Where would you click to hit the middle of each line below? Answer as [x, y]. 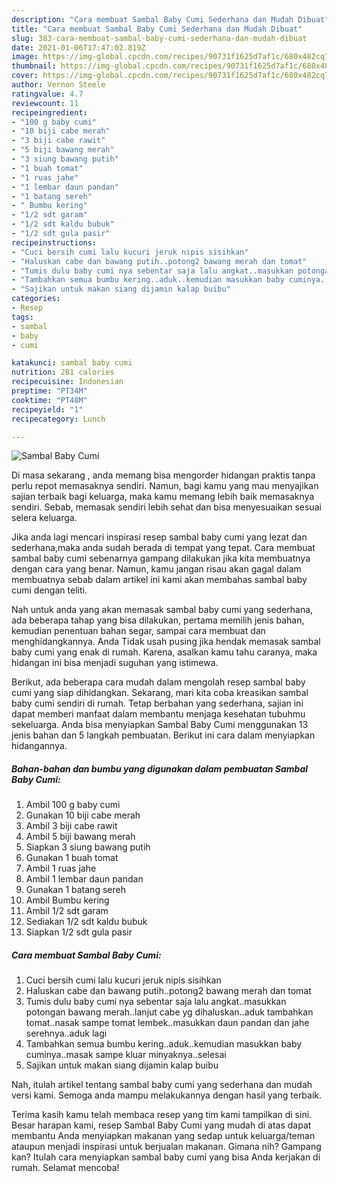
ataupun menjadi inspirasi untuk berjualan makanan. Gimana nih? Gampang [166, 1147]
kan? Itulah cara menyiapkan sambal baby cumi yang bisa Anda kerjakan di [166, 1157]
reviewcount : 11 [45, 103]
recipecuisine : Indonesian [67, 382]
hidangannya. [39, 746]
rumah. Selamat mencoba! [65, 1168]
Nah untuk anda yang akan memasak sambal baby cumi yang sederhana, [162, 610]
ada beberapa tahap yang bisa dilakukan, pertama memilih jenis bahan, [158, 620]
